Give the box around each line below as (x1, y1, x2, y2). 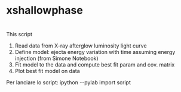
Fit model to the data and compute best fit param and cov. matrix (14, 61, 175, 68)
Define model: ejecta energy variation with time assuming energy (14, 49, 176, 56)
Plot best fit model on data (14, 68, 81, 75)
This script (6, 31, 33, 38)
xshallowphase (6, 4, 84, 17)
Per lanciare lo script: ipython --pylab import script (6, 79, 131, 86)
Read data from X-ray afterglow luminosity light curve (14, 42, 148, 49)
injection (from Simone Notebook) (14, 55, 99, 62)
